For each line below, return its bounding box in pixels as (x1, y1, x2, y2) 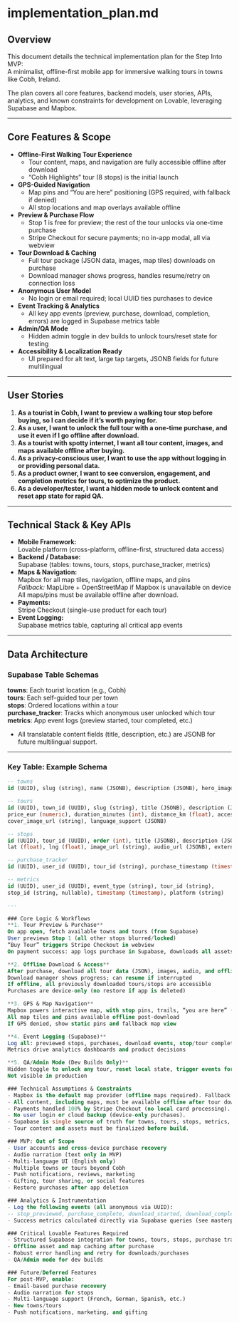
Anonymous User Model (17, 286, 91, 295)
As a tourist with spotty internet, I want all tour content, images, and (17, 438, 223, 447)
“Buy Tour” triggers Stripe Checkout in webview (7, 942, 154, 949)
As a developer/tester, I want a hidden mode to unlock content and (17, 484, 218, 492)
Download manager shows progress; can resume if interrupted (7, 974, 193, 981)
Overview (7, 33, 52, 46)
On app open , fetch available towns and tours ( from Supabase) (7, 928, 199, 935)
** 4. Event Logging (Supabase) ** (7, 1033, 107, 1040)
